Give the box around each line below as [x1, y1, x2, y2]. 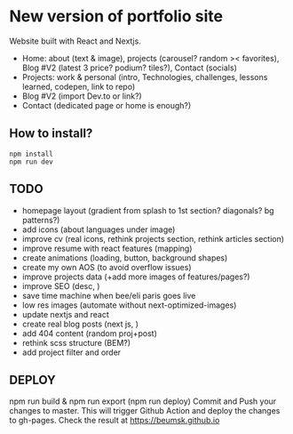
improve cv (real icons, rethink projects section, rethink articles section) [21, 233, 285, 244]
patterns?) [21, 214, 60, 225]
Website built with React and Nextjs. [9, 36, 142, 46]
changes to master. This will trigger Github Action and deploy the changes [9, 406, 281, 416]
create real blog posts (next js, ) [21, 318, 139, 329]
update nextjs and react [21, 309, 109, 319]
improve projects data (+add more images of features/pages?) [21, 271, 250, 282]
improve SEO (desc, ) [21, 280, 100, 291]
